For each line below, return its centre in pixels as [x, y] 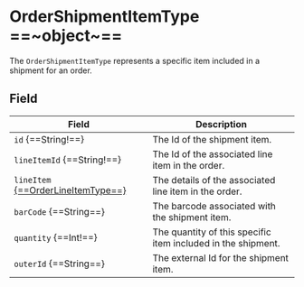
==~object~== [66, 36]
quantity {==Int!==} [56, 237]
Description [221, 124]
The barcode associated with [214, 206]
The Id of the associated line [213, 153]
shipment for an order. [51, 70]
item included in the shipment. [216, 243]
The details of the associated [214, 180]
